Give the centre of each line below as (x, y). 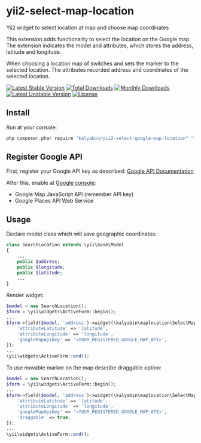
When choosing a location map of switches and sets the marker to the (92, 63)
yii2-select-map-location (70, 11)
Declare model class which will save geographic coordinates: (81, 234)
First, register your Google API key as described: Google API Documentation (100, 171)
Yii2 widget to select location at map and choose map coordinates (88, 28)
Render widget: (25, 295)
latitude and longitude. (34, 51)
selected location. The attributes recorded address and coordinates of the (97, 69)
